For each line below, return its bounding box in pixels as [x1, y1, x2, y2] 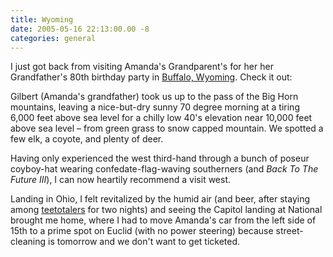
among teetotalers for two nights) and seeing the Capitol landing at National [10, 204, 323, 216]
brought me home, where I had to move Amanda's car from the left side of [10, 214, 317, 226]
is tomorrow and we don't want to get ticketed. [48, 236, 241, 248]
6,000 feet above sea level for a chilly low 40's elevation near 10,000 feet [10, 112, 313, 124]
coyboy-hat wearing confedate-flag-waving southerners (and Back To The [10, 163, 319, 175]
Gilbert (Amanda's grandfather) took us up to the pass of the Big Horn [10, 91, 299, 103]
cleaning [10, 236, 47, 248]
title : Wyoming [10, 14, 74, 25]
